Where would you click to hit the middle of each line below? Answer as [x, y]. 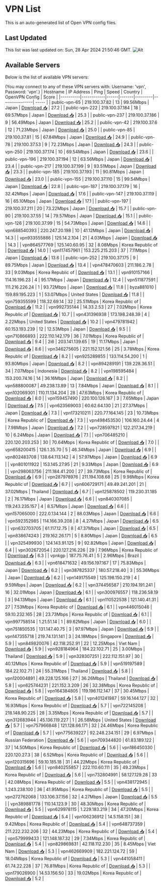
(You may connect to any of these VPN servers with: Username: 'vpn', [76, 86]
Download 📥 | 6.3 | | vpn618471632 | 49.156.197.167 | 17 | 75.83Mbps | [75, 563]
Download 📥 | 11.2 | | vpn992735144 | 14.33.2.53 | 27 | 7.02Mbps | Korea [78, 307]
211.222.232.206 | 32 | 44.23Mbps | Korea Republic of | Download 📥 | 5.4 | [81, 831]
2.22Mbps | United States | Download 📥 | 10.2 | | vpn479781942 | [71, 321]
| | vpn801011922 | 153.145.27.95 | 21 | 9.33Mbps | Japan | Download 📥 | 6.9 [82, 464]
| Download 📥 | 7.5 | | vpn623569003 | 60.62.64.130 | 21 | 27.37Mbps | [76, 406]
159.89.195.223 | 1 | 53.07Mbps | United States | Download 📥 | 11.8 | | [75, 294]
